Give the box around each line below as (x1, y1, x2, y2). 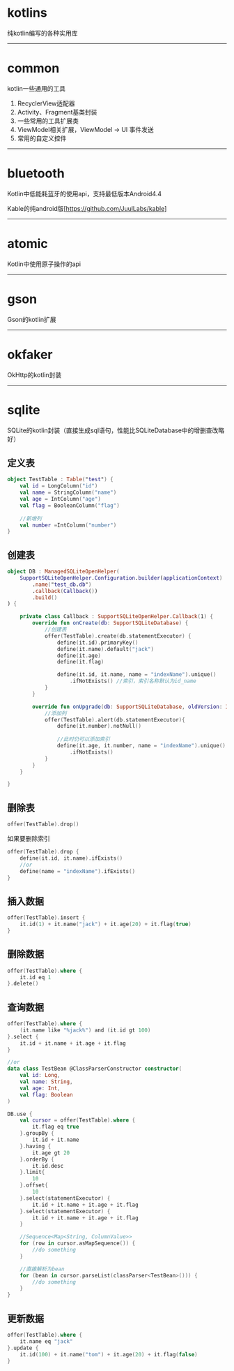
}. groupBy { (19, 1130, 54, 1137)
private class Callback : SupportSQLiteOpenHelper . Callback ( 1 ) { (19, 613, 214, 620)
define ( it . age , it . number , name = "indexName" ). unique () (56, 742, 226, 749)
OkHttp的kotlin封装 (7, 370, 62, 379)
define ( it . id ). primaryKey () (56, 639, 139, 646)
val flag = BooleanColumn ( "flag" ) (19, 501, 120, 509)
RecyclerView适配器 (17, 99, 75, 108)
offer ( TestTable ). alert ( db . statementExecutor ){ (44, 716, 186, 724)
